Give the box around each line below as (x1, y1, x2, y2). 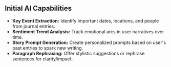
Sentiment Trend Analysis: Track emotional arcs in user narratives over (12, 28, 164, 35)
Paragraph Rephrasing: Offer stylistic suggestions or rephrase (12, 50, 145, 56)
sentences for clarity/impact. (12, 56, 73, 62)
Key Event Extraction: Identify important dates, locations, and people (12, 17, 159, 24)
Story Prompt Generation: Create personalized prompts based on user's (12, 39, 166, 46)
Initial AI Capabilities (5, 4, 72, 13)
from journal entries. (12, 23, 56, 29)
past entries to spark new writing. (12, 44, 83, 51)
